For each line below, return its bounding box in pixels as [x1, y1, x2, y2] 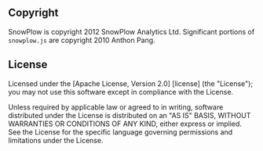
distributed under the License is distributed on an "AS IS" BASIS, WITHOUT [8, 110, 251, 120]
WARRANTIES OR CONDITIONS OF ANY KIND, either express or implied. [8, 119, 242, 128]
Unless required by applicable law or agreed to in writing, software [8, 102, 224, 112]
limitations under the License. [8, 135, 104, 145]
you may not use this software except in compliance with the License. [8, 87, 234, 96]
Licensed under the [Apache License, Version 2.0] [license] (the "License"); [8, 78, 254, 88]
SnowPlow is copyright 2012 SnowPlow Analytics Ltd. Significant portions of [8, 27, 255, 36]
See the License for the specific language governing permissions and [8, 127, 233, 136]
